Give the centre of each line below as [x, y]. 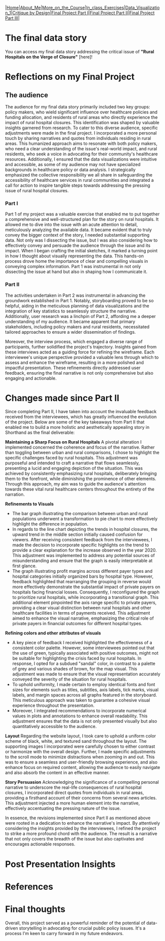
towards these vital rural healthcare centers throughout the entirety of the [80, 489]
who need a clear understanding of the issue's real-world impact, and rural [81, 148]
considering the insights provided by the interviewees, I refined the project [81, 829]
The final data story [46, 38]
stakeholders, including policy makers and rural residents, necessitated [77, 327]
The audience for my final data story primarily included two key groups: [78, 106]
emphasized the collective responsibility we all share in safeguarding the [79, 174]
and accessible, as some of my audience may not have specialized [73, 164]
